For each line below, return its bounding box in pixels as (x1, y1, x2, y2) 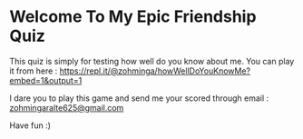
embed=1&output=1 (9, 74, 83, 85)
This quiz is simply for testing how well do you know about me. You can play (9, 55, 295, 66)
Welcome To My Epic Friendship (9, 6, 257, 27)
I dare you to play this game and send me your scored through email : (9, 93, 269, 104)
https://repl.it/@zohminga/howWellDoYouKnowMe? (59, 65, 251, 76)
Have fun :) (9, 120, 52, 131)
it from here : (9, 65, 58, 76)
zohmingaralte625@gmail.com (9, 102, 124, 113)
